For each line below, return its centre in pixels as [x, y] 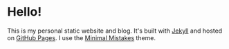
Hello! [25, 12]
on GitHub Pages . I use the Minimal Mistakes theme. [82, 37]
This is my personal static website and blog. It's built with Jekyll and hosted [115, 31]
